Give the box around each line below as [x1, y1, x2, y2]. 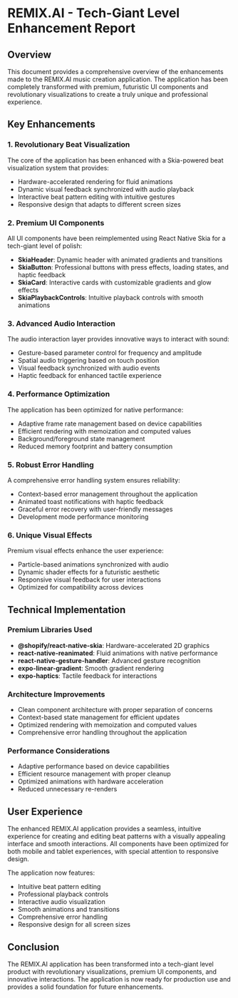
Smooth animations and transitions [17, 905, 120, 914]
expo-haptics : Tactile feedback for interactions [17, 672, 157, 680]
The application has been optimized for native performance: [7, 405, 184, 414]
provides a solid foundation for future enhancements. [7, 982, 164, 992]
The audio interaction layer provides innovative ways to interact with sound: [7, 335, 229, 344]
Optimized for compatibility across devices [17, 583, 144, 592]
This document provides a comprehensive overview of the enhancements [7, 68, 224, 76]
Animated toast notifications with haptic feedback [17, 497, 164, 505]
